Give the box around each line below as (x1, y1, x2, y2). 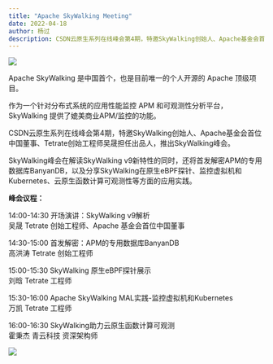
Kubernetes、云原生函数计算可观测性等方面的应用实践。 (8, 176, 197, 186)
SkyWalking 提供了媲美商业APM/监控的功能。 (8, 111, 161, 121)
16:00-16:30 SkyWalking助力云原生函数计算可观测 (8, 321, 175, 331)
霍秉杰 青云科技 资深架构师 (8, 331, 98, 340)
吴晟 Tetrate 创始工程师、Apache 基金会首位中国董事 (8, 221, 185, 230)
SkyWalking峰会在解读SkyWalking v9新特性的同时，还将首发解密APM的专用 (8, 156, 262, 165)
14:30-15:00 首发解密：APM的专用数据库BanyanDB (8, 238, 180, 248)
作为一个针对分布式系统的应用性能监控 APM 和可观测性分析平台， (8, 101, 228, 111)
